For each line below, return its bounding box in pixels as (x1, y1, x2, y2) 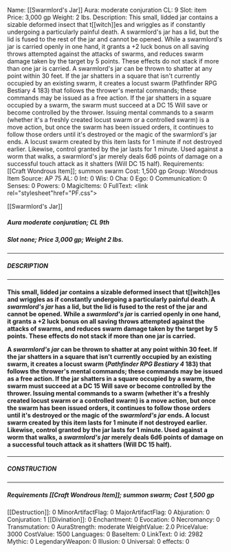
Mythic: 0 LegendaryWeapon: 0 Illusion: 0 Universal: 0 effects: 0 (7, 538, 190, 546)
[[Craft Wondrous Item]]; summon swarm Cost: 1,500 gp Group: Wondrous (7, 167, 218, 175)
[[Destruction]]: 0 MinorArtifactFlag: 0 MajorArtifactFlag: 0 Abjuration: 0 (7, 508, 210, 516)
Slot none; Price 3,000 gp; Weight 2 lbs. (7, 235, 124, 243)
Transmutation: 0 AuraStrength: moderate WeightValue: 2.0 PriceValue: (7, 523, 208, 531)
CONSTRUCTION (7, 464, 57, 473)
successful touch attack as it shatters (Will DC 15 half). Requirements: (7, 160, 204, 167)
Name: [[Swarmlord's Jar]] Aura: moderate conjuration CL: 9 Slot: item (7, 6, 207, 14)
